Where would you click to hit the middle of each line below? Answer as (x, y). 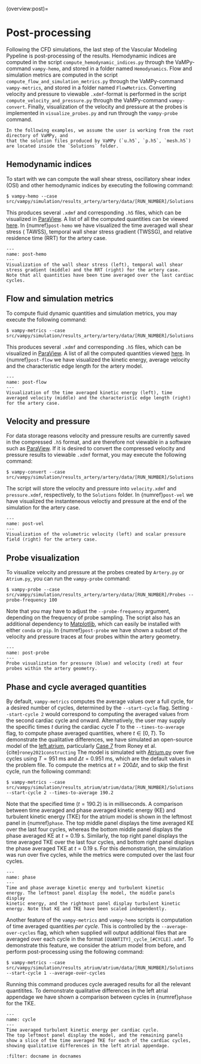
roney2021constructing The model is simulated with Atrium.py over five (107, 752)
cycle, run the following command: (49, 771)
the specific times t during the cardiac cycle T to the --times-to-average (95, 727)
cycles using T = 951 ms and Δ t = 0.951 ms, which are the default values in (99, 759)
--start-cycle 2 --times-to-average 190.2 (60, 793)
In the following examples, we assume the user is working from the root (100, 130)
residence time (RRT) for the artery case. (57, 238)
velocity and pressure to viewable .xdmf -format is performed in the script (96, 94)
